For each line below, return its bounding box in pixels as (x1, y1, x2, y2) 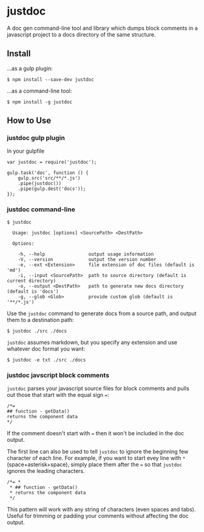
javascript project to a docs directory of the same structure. (7, 30, 156, 38)
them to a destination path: (7, 316, 75, 323)
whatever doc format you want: (7, 345, 86, 352)
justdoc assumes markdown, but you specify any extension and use (7, 338, 178, 346)
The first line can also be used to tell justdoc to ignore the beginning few (7, 448, 189, 455)
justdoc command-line (7, 205, 75, 214)
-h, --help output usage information (18, 251, 154, 257)
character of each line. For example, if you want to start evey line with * (7, 455, 186, 462)
